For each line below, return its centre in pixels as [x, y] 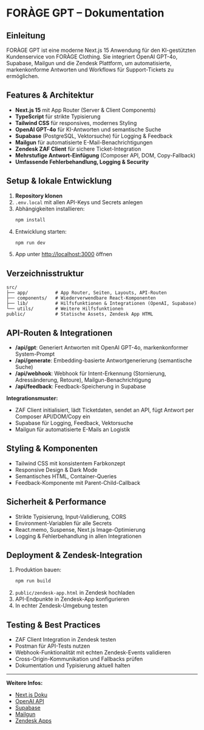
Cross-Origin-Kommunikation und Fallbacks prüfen [79, 659]
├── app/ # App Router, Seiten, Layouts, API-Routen [87, 293]
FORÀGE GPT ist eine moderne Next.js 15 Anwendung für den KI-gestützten [101, 50]
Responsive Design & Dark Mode [56, 470]
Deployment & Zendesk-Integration [74, 555]
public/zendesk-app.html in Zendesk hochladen [75, 593]
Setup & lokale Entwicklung [59, 181]
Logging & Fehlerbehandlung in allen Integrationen [78, 536]
